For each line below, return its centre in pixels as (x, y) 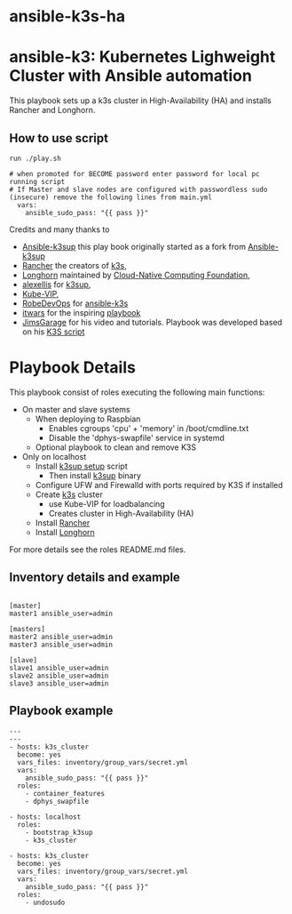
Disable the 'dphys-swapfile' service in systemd (136, 437)
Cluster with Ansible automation (131, 76)
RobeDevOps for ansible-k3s (75, 303)
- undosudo (45, 902)
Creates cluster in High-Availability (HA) (121, 513)
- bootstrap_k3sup (59, 832)
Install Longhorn (65, 532)
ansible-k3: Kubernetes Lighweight (142, 57)
